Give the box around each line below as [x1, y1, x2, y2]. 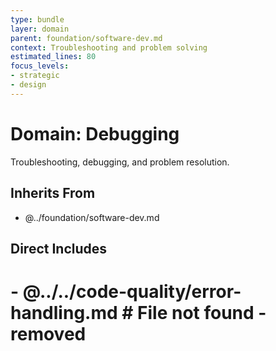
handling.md [10, 302, 118, 325]
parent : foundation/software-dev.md [10, 33, 163, 43]
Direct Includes [10, 240, 108, 257]
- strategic [10, 71, 60, 81]
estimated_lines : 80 [10, 52, 97, 62]
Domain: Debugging [10, 122, 180, 145]
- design [10, 80, 47, 90]
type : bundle [10, 14, 65, 25]
